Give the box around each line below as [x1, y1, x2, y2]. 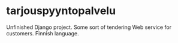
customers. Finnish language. [6, 29, 79, 37]
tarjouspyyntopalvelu [6, 4, 116, 18]
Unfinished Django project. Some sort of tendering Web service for [6, 24, 172, 31]
